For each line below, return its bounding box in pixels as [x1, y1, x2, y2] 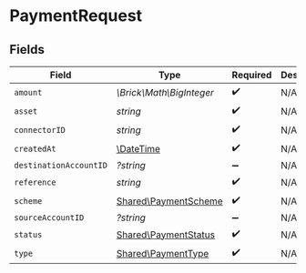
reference [14, 177, 56, 187]
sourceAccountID [14, 213, 85, 223]
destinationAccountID [14, 160, 107, 170]
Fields [9, 42, 46, 57]
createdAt [14, 143, 56, 154]
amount [14, 87, 43, 97]
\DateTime [116, 142, 161, 155]
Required [231, 69, 272, 81]
